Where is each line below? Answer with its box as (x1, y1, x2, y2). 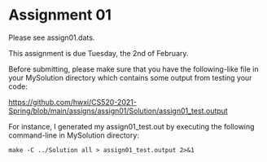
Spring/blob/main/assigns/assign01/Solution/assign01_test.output (8, 106, 228, 116)
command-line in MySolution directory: (8, 130, 140, 140)
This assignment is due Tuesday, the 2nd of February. (8, 48, 189, 58)
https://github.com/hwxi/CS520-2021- (8, 97, 137, 107)
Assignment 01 (8, 6, 112, 24)
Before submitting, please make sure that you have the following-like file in (8, 63, 259, 74)
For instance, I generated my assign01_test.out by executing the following (8, 121, 255, 131)
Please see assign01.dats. (8, 33, 95, 42)
